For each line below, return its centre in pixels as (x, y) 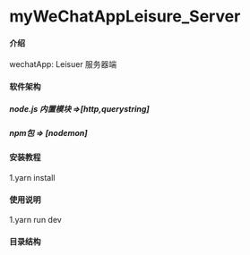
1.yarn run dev (36, 220)
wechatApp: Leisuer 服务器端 (63, 64)
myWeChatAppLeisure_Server (125, 17)
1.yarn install (32, 177)
